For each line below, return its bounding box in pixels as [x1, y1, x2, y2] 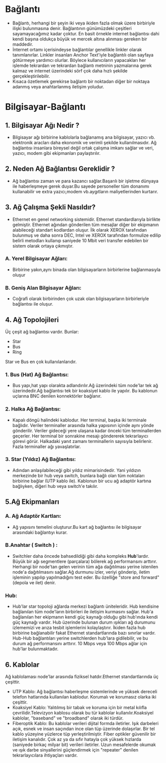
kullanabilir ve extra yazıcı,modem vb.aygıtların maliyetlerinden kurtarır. [12, 188, 158, 194]
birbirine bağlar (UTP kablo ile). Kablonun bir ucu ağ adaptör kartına [12, 478, 152, 484]
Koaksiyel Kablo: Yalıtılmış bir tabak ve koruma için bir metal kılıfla [12, 704, 147, 710]
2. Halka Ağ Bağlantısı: [5, 405, 61, 412]
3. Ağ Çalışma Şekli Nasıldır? [5, 203, 96, 212]
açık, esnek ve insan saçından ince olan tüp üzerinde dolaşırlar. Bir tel [12, 726, 155, 732]
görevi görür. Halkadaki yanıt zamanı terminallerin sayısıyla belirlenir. [12, 438, 153, 444]
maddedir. [12, 41, 33, 47]
